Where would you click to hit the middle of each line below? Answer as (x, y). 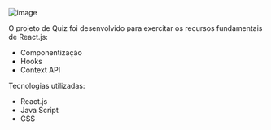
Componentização (51, 52)
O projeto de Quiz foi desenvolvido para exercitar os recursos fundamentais (135, 28)
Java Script (39, 110)
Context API (40, 70)
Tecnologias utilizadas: (47, 86)
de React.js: (28, 37)
